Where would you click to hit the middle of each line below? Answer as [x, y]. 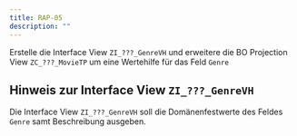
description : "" [40, 26]
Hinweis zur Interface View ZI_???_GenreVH [132, 90]
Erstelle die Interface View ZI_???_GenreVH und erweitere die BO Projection [148, 52]
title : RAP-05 [36, 18]
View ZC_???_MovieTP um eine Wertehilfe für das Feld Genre [119, 62]
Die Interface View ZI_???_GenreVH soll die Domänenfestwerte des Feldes [146, 112]
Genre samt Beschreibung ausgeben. [78, 121]
